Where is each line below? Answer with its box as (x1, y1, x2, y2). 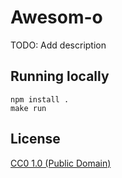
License (10, 131, 61, 148)
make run (10, 103, 47, 113)
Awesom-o (10, 6, 103, 29)
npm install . (10, 94, 70, 105)
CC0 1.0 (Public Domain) (10, 157, 112, 169)
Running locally (10, 68, 110, 85)
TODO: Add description (10, 39, 107, 51)
